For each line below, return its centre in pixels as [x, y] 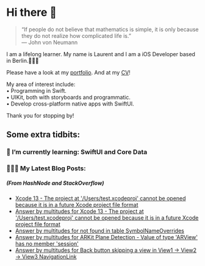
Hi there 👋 [31, 13]
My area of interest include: [41, 84]
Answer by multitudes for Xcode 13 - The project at [80, 211]
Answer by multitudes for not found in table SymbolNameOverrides [99, 231]
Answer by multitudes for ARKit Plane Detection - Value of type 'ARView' [106, 237]
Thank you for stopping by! [40, 115]
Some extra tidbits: [43, 135]
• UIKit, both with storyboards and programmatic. [69, 97]
